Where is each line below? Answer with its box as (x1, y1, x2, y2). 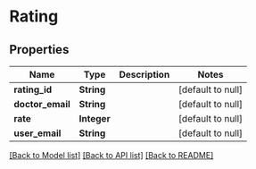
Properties (9, 42, 70, 57)
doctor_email (13, 98, 71, 110)
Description (119, 69, 170, 80)
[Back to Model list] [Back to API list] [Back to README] (9, 150, 214, 160)
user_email (13, 127, 62, 139)
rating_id (13, 83, 53, 96)
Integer (78, 113, 111, 124)
